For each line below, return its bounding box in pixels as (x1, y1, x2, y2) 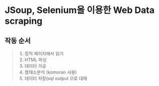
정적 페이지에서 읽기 (24, 51, 64, 56)
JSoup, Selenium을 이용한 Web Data (5, 4, 155, 16)
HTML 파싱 (24, 57, 47, 63)
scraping (5, 15, 43, 27)
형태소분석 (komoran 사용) (24, 69, 77, 75)
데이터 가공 (24, 63, 46, 69)
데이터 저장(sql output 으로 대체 (24, 76, 87, 81)
